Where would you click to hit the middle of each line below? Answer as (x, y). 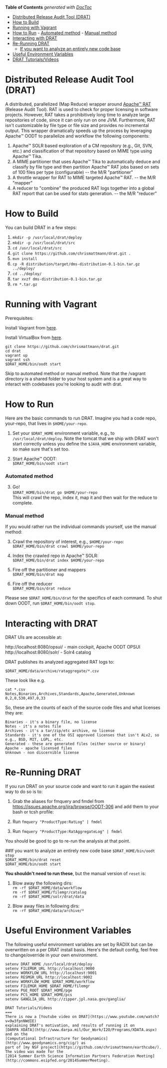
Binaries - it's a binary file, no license (51, 722)
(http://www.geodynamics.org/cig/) (42, 1043)
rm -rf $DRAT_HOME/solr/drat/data (48, 897)
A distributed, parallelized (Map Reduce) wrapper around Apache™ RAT (78, 104)
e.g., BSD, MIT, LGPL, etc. (34, 739)
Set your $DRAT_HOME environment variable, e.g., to (63, 433)
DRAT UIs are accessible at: (34, 637)
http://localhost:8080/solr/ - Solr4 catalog (48, 652)
